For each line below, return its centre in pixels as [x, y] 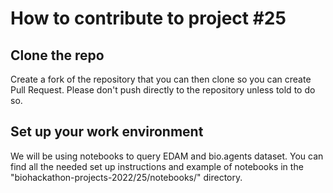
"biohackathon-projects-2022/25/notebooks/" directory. [126, 177]
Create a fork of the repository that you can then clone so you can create [161, 79]
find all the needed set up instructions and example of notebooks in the [157, 166]
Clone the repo [57, 55]
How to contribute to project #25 [148, 18]
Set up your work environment [107, 132]
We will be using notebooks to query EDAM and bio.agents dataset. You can [167, 156]
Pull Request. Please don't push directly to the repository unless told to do [163, 90]
